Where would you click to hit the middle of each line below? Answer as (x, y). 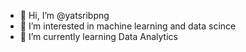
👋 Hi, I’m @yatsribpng (64, 15)
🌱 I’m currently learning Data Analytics (98, 36)
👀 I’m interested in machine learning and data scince (128, 26)
